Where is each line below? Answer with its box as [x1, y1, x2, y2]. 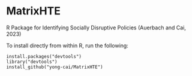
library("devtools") [6, 59, 58, 65]
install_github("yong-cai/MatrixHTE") [6, 64, 103, 70]
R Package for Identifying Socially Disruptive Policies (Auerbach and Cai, [6, 24, 186, 31]
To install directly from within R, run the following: [6, 42, 129, 49]
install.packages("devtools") [6, 53, 82, 59]
